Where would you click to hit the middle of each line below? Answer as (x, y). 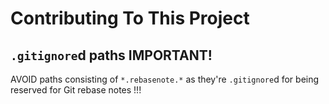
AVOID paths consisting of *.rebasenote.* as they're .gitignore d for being (165, 79)
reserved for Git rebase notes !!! (76, 90)
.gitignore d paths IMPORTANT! (111, 55)
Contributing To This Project (130, 18)
